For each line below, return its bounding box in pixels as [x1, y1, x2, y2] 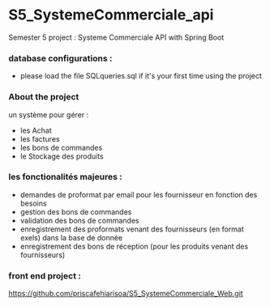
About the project [8, 91, 79, 103]
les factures [19, 134, 60, 143]
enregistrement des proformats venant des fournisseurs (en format [19, 224, 245, 234]
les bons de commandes [19, 142, 103, 152]
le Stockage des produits [19, 151, 104, 161]
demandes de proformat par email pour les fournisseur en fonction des [19, 189, 258, 199]
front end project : [8, 270, 81, 281]
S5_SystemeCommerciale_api [8, 6, 214, 24]
